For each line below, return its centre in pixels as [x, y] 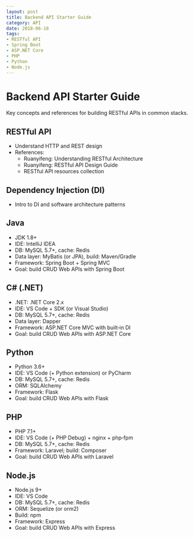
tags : [13, 34]
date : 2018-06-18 [28, 28]
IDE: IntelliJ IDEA [35, 243]
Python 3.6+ [30, 367]
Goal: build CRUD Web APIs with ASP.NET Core [73, 333]
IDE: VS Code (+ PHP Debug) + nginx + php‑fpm [74, 438]
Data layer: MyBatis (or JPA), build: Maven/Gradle [75, 256]
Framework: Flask [36, 392]
